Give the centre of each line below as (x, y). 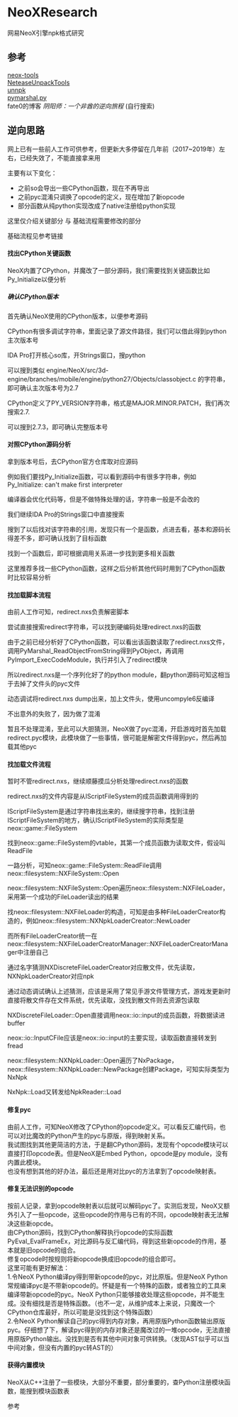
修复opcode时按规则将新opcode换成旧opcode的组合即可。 (93, 1259)
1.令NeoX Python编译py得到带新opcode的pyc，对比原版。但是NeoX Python (118, 1277)
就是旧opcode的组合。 (46, 1250)
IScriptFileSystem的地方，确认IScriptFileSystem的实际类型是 (96, 821)
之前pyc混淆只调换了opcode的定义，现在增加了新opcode (101, 196)
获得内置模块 (26, 1365)
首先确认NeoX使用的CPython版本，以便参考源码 (78, 316)
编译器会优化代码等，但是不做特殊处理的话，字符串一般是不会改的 (103, 499)
